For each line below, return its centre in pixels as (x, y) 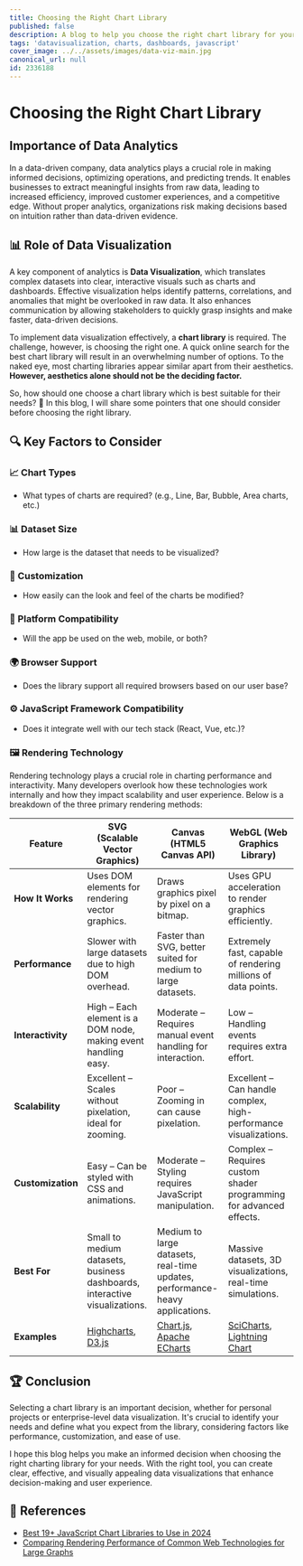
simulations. (253, 1294)
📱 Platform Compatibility (64, 618)
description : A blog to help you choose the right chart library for (143, 34)
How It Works (44, 898)
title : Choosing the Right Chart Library (88, 18)
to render (248, 898)
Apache (173, 1336)
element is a (113, 1018)
